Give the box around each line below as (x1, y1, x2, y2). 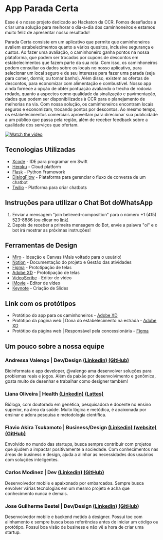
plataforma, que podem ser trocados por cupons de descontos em (5, 54, 139, 60)
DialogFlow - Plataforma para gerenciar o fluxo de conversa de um (12, 174, 146, 180)
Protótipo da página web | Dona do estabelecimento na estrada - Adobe (12, 318, 157, 324)
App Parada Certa (5, 3, 79, 14)
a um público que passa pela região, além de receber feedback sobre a (5, 117, 148, 123)
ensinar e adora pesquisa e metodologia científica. (5, 412, 107, 418)
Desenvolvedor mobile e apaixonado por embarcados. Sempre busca (5, 480, 144, 486)
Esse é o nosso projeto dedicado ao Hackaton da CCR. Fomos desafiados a (5, 19, 157, 25)
